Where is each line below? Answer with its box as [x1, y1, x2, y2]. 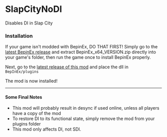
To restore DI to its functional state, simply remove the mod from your [12, 116, 155, 122]
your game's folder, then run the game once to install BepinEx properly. [5, 54, 151, 60]
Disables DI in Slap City [5, 20, 53, 26]
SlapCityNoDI [5, 3, 62, 15]
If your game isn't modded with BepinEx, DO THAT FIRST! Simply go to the [5, 44, 158, 50]
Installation [5, 32, 33, 39]
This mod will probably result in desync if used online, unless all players [12, 105, 160, 111]
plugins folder [12, 121, 41, 127]
